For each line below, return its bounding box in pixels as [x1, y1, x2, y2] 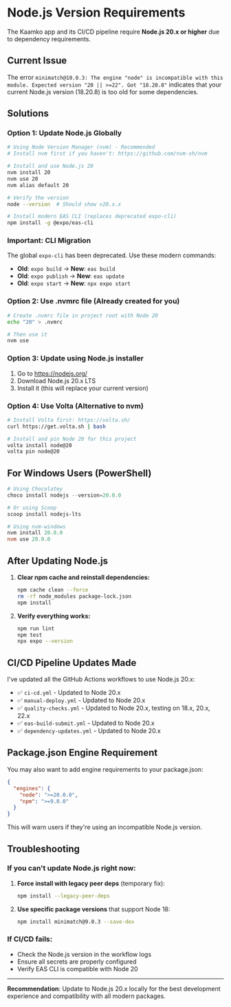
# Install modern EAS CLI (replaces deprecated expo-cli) [7, 213, 177, 220]
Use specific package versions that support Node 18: [16, 905, 170, 913]
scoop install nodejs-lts [7, 510, 81, 517]
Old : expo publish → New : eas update [16, 272, 125, 280]
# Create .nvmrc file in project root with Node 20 [7, 312, 158, 319]
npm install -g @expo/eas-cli [7, 219, 94, 226]
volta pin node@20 [7, 448, 60, 455]
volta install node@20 [7, 442, 72, 448]
